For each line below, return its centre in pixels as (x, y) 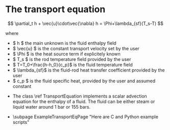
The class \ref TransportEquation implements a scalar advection (80, 96)
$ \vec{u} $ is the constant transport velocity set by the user (76, 48)
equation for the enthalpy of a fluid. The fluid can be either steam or (84, 101)
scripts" (21, 122)
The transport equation (55, 9)
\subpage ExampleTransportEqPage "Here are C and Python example (86, 117)
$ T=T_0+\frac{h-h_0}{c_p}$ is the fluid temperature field (73, 64)
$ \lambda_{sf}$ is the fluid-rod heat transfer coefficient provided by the (89, 70)
